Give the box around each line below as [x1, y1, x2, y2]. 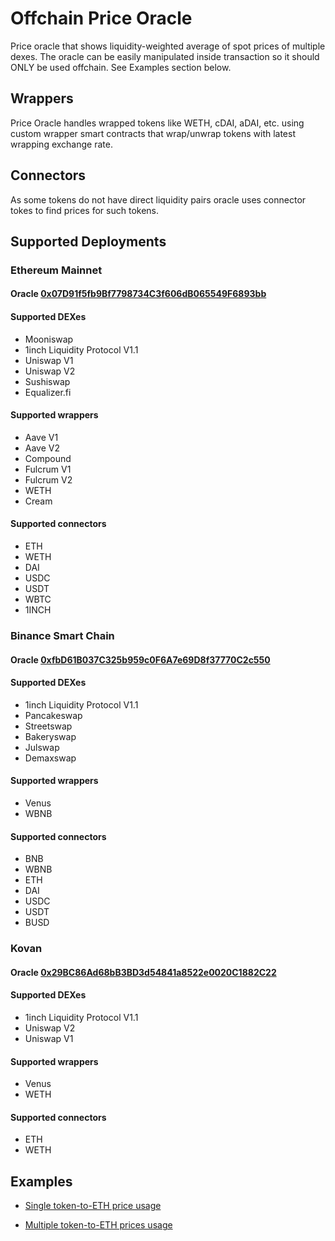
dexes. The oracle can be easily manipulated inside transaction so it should [10, 50, 320, 62]
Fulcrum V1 [24, 463, 72, 475]
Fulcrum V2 [24, 473, 73, 486]
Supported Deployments [10, 233, 167, 250]
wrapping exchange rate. [10, 138, 113, 150]
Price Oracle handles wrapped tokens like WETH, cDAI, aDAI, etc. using [10, 117, 305, 129]
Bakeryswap [24, 730, 77, 742]
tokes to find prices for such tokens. [10, 204, 160, 216]
